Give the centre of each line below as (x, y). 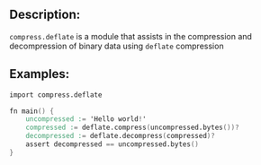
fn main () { (31, 111)
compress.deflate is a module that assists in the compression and (130, 36)
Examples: (40, 74)
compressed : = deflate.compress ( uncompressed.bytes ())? (133, 128)
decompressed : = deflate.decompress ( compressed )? (121, 136)
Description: (45, 15)
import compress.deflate (56, 95)
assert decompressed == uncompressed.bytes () (112, 144)
